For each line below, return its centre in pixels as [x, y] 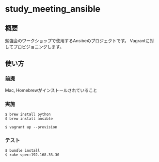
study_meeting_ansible [53, 9]
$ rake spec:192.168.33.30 [32, 155]
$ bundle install [23, 151]
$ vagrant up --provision [31, 127]
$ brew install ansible [29, 118]
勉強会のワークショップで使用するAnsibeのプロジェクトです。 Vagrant [75, 41]
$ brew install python [28, 114]
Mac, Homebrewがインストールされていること [51, 90]
